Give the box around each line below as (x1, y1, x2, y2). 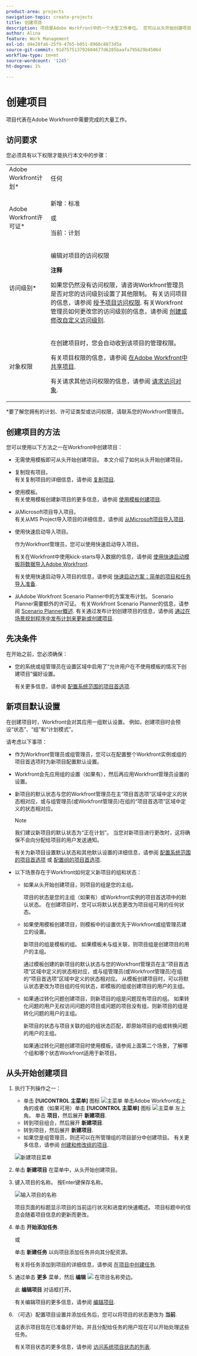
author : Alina (6, 31, 41, 36)
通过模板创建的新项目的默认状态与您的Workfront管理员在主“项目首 (23, 960, 184, 967)
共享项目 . (50, 363, 76, 371)
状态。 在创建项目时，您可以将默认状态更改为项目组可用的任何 (28, 900, 179, 908)
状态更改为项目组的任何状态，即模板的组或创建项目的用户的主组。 (28, 982, 188, 989)
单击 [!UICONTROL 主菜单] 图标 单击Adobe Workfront (23, 1097, 176, 1104)
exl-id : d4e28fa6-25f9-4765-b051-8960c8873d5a (6, 42, 122, 48)
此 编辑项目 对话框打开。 (14, 1286, 74, 1293)
